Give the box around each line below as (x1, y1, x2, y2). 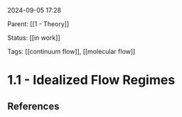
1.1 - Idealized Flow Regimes (7, 72, 176, 88)
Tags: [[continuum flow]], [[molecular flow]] (7, 48, 136, 55)
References (7, 100, 60, 112)
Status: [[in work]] (7, 33, 60, 42)
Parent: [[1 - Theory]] (7, 20, 70, 28)
